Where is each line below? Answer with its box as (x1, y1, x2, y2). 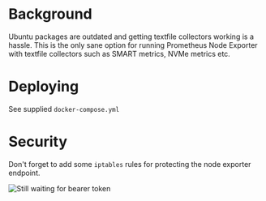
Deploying (8, 78, 79, 96)
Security (8, 133, 67, 151)
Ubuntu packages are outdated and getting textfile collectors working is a (8, 32, 254, 41)
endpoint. (8, 168, 41, 177)
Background (8, 5, 92, 24)
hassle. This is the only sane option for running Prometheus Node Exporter (8, 40, 258, 49)
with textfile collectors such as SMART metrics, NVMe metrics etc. (8, 49, 231, 58)
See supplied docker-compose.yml (8, 104, 120, 113)
